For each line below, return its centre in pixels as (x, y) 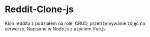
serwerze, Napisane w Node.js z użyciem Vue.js (55, 28)
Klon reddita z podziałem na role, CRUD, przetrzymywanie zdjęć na (75, 23)
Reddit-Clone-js (39, 9)
